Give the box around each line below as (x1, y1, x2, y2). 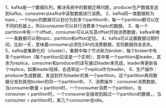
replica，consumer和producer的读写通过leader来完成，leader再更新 (13, 60, 154, 66)
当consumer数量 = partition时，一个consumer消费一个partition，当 (5, 85, 142, 91)
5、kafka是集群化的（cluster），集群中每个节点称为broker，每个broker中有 (5, 48, 158, 54)
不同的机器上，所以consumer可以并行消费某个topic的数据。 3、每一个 (5, 23, 149, 29)
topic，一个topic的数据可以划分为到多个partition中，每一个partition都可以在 (5, 17, 160, 22)
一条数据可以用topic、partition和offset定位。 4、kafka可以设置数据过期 (9, 35, 155, 41)
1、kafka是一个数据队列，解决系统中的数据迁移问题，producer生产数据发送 (5, 4, 159, 10)
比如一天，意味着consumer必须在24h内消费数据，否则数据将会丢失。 (13, 42, 155, 47)
